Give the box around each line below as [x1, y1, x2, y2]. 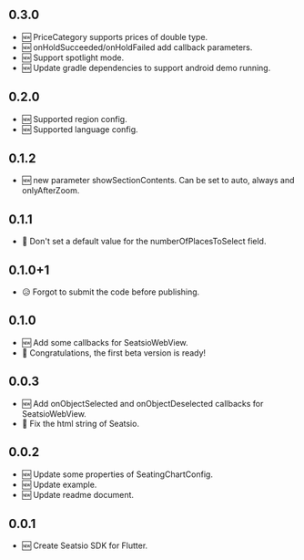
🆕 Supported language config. [21, 123, 138, 135]
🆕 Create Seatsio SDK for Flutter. [21, 540, 148, 551]
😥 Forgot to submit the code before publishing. [21, 286, 200, 297]
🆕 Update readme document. [21, 489, 134, 500]
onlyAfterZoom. [21, 185, 80, 196]
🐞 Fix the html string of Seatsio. [21, 418, 140, 429]
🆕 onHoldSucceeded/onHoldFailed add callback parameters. [21, 41, 253, 53]
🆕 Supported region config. [21, 113, 128, 124]
